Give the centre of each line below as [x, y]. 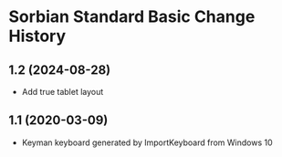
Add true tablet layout [63, 92]
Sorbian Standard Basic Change [132, 17]
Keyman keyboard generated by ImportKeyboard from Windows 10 [147, 142]
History [37, 36]
